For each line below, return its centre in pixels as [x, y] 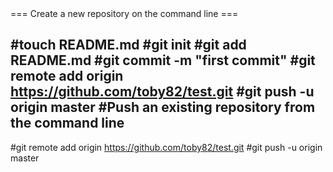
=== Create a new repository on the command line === [124, 13]
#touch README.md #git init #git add [128, 45]
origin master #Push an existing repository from [163, 107]
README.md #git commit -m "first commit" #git [163, 60]
